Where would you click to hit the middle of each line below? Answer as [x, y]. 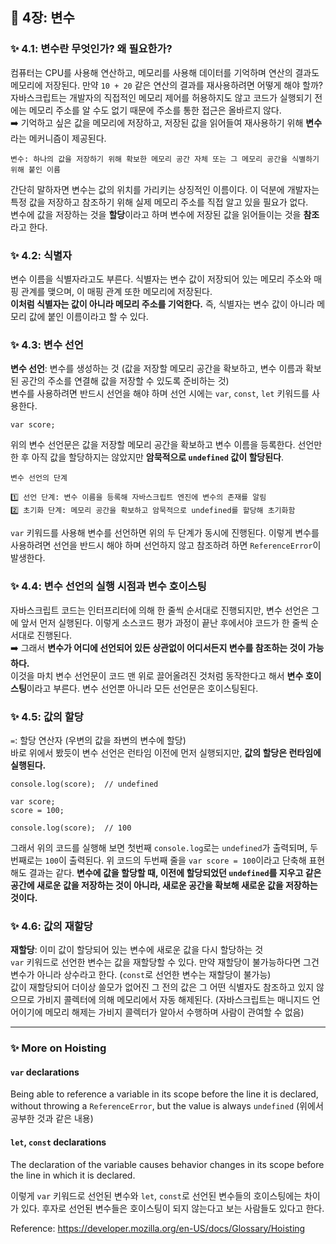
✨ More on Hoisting [58, 1048]
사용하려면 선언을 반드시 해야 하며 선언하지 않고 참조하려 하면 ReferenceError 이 [166, 545]
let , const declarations [58, 1142]
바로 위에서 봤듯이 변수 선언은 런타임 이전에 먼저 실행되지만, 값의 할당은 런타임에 [166, 752]
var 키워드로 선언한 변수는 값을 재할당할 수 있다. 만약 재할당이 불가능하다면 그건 [165, 962]
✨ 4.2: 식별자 [41, 255]
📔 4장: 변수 [42, 18]
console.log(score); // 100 [71, 828]
